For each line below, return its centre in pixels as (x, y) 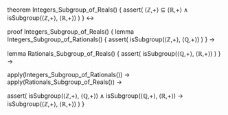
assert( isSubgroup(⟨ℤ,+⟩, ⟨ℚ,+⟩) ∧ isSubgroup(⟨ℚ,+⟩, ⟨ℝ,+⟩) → (95, 96)
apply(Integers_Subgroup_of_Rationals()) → (69, 75)
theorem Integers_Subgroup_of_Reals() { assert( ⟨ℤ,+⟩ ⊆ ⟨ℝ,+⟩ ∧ (98, 10)
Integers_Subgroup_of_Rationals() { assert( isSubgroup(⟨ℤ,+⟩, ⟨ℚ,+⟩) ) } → (111, 39)
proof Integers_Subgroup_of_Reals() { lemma (71, 32)
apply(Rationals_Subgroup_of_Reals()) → (65, 82)
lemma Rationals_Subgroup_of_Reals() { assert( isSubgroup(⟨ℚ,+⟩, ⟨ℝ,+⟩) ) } (114, 53)
